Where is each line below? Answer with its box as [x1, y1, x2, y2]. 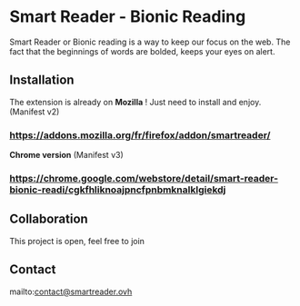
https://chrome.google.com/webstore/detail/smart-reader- [9, 172, 279, 184]
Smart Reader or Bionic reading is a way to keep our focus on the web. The [9, 36, 291, 47]
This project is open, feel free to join [9, 235, 145, 246]
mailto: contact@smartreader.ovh [9, 286, 133, 297]
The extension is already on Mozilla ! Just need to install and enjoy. [9, 96, 262, 107]
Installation [9, 73, 75, 88]
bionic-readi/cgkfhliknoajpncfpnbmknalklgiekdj [9, 183, 226, 196]
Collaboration [9, 212, 88, 227]
